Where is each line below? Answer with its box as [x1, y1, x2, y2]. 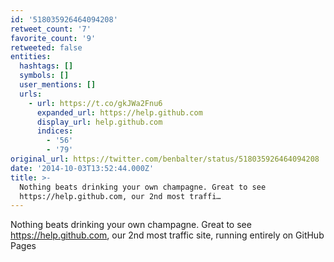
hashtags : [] [19, 61, 74, 71]
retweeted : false [10, 42, 83, 53]
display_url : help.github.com [36, 117, 163, 127]
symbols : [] [19, 71, 70, 81]
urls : [19, 89, 43, 99]
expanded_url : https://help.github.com [36, 107, 203, 118]
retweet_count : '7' [10, 24, 92, 34]
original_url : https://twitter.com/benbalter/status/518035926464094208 [10, 154, 320, 164]
